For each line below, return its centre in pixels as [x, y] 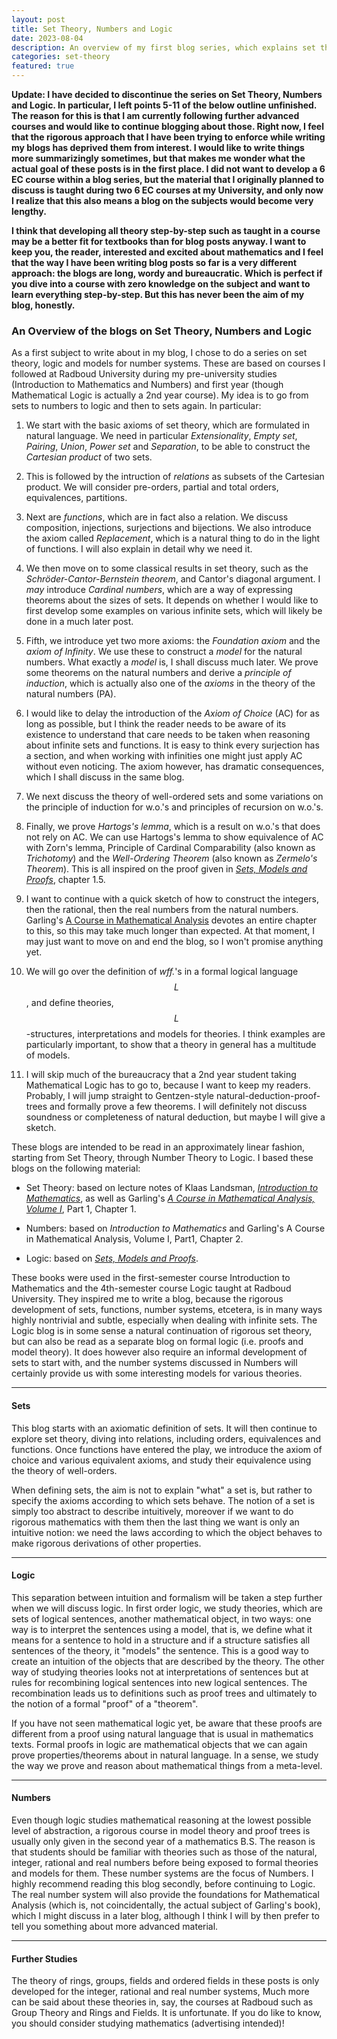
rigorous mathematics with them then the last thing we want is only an [155, 1522]
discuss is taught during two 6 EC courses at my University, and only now [167, 190]
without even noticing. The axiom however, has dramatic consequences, [175, 767]
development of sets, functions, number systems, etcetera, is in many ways [167, 1310]
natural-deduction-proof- [268, 1096]
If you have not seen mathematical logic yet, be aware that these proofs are [167, 1723]
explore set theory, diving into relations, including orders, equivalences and [166, 1438]
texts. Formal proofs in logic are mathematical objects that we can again [159, 1744]
